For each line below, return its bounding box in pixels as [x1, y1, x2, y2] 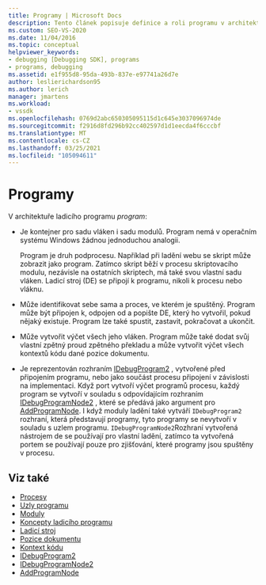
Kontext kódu [19, 543, 63, 552]
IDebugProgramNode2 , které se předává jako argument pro [19, 397, 216, 408]
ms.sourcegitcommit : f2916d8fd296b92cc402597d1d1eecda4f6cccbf [8, 122, 222, 130]
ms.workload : [8, 100, 51, 108]
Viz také [8, 471, 50, 484]
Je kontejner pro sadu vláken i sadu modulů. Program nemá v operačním [19, 227, 257, 237]
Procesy [19, 492, 47, 501]
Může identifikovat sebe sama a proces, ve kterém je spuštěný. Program [19, 300, 256, 310]
